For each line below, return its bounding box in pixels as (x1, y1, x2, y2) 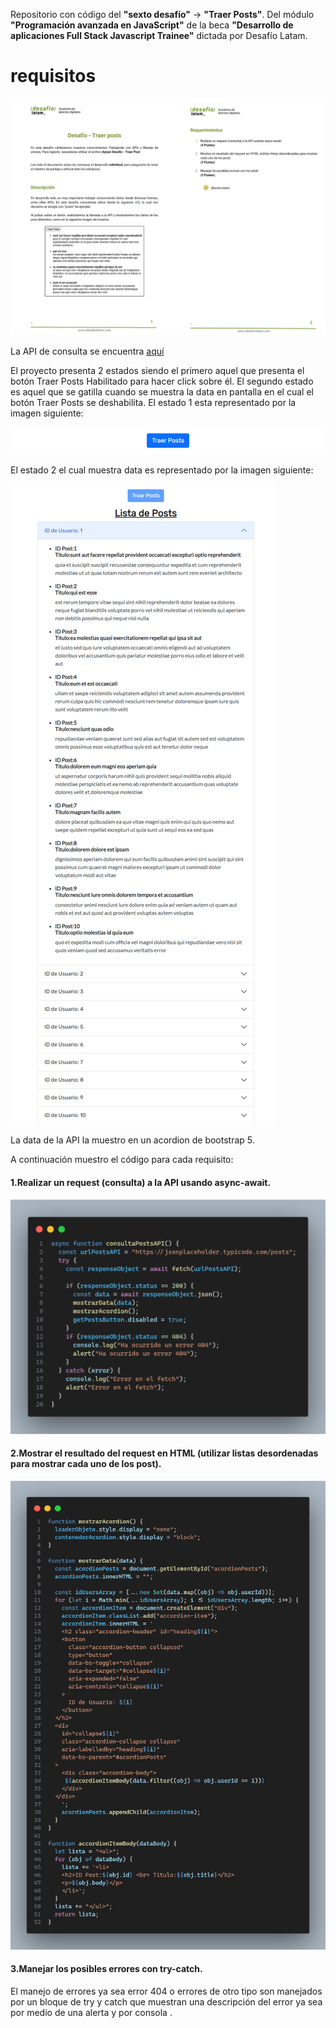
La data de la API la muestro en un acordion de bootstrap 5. (10, 1134, 255, 1146)
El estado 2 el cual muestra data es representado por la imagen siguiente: (10, 464, 314, 476)
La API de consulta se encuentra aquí (10, 345, 165, 357)
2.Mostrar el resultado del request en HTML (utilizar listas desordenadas (10, 1447, 319, 1459)
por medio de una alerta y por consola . (10, 2007, 173, 2019)
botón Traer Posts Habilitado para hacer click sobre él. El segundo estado (10, 375, 314, 387)
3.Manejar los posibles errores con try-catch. (10, 1963, 203, 1975)
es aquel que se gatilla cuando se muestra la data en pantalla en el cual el (10, 385, 314, 398)
